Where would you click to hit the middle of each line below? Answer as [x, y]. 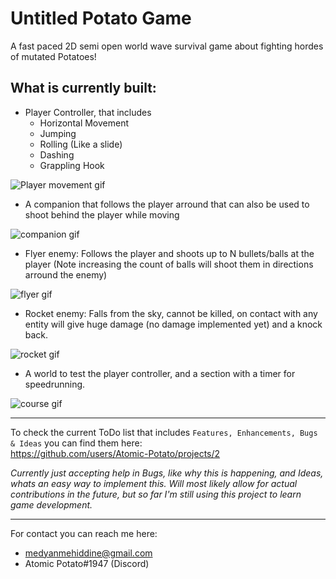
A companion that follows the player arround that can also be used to [167, 204]
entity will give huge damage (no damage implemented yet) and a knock [173, 324]
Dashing [57, 154]
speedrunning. [55, 384]
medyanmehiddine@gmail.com [88, 553]
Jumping [58, 133]
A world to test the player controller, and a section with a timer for [160, 373]
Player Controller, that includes [88, 112]
